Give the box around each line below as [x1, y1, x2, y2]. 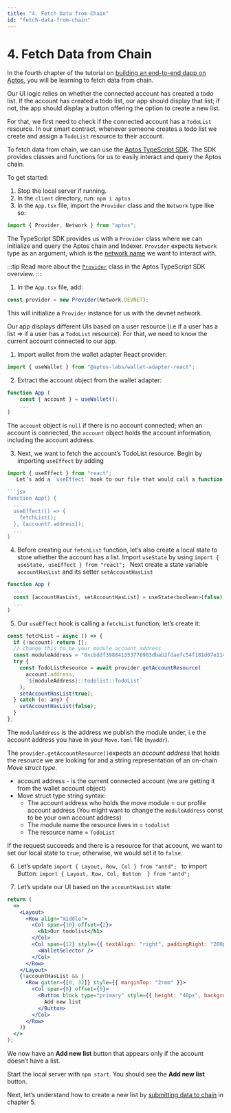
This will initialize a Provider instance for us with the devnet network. [7, 309, 203, 318]
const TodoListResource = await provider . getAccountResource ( [19, 665, 201, 672]
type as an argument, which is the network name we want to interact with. [7, 249, 217, 258]
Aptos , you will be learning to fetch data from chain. [7, 76, 154, 85]
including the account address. [7, 435, 95, 444]
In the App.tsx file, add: [16, 283, 83, 291]
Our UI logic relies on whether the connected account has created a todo [7, 90, 214, 98]
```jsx [7, 488, 26, 496]
